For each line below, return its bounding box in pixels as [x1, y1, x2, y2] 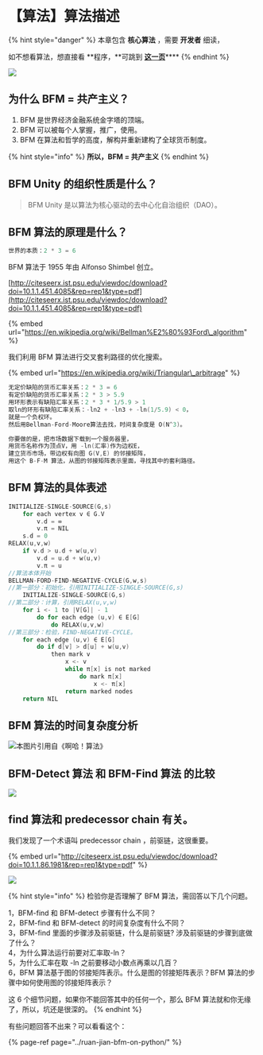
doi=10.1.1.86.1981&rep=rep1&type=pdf [8, 859, 133, 869]
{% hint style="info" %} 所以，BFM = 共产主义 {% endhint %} [8, 152, 209, 161]
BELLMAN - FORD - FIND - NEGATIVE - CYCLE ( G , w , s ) [8, 576, 148, 584]
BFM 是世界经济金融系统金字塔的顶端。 [19, 114, 149, 124]
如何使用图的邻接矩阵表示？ [21, 977, 113, 987]
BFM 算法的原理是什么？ [8, 225, 128, 239]
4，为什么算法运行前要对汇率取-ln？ [8, 948, 127, 957]
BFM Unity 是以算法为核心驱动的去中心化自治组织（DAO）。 [27, 200, 222, 209]
